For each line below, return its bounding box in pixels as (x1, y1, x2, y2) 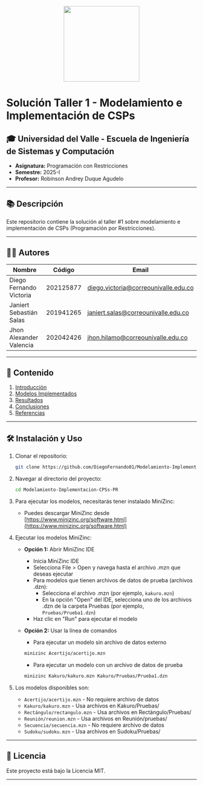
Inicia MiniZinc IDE (33, 557, 80, 565)
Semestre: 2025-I (14, 169, 60, 175)
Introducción (14, 384, 47, 391)
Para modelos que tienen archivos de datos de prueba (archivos (33, 577, 193, 583)
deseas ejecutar (33, 570, 74, 577)
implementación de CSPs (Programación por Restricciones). (6, 224, 156, 232)
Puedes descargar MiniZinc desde (24, 510, 110, 516)
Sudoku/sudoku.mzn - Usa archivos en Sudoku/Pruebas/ (24, 727, 161, 735)
